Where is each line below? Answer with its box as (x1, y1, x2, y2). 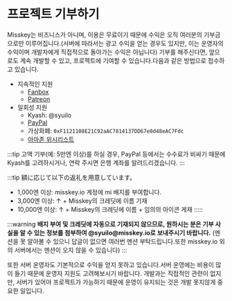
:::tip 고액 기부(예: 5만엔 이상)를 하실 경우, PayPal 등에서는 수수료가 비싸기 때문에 (7, 149, 226, 158)
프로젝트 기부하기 (7, 6, 100, 22)
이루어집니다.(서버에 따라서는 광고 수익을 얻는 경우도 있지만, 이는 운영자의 (25, 39, 224, 47)
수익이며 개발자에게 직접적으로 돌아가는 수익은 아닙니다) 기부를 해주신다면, (7, 48, 208, 56)
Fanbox (27, 87, 49, 95)
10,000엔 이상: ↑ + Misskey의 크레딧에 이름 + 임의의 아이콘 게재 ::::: (17, 205, 203, 213)
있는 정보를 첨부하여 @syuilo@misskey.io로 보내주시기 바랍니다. (33, 228, 211, 237)
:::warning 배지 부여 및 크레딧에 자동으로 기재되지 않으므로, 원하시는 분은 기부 (7, 219, 214, 228)
